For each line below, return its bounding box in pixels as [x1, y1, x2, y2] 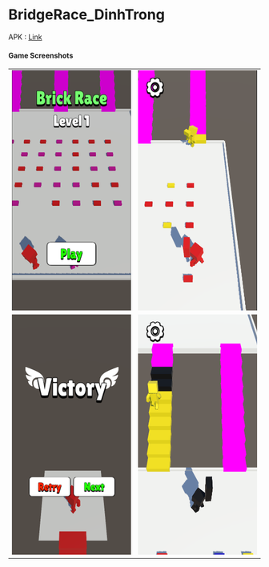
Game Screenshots [8, 50, 74, 60]
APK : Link [8, 32, 42, 42]
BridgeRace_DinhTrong [8, 6, 166, 24]
